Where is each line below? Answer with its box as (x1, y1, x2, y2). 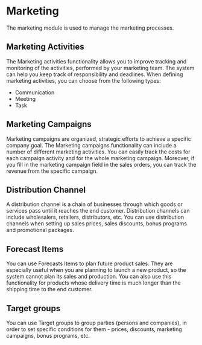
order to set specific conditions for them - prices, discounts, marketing (6, 326, 182, 333)
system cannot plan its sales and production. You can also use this (6, 273, 172, 280)
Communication (14, 89, 55, 96)
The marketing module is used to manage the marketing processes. (6, 24, 174, 31)
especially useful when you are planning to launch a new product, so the (6, 266, 186, 274)
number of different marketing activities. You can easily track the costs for (6, 148, 191, 155)
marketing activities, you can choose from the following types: (6, 77, 161, 84)
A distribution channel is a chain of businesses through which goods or (6, 201, 183, 208)
